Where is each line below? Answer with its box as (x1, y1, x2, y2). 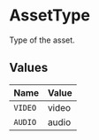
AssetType (9, 5, 91, 26)
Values (9, 60, 49, 75)
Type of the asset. (9, 35, 75, 45)
